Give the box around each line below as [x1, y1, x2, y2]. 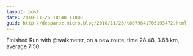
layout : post [6, 8, 40, 15]
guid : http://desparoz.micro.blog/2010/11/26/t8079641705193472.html [6, 20, 188, 26]
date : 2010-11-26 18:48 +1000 [6, 14, 84, 20]
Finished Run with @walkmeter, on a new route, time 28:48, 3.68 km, [6, 37, 180, 44]
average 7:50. [6, 43, 41, 50]
